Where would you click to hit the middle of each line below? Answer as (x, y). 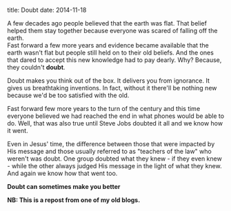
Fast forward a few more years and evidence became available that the (108, 45)
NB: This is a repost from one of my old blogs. (74, 200)
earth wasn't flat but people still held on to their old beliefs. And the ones (110, 52)
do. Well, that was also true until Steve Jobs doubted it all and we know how (115, 123)
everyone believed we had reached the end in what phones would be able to (116, 116)
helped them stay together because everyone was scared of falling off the (112, 31)
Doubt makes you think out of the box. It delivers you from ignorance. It (109, 81)
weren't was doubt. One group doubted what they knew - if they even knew (114, 159)
